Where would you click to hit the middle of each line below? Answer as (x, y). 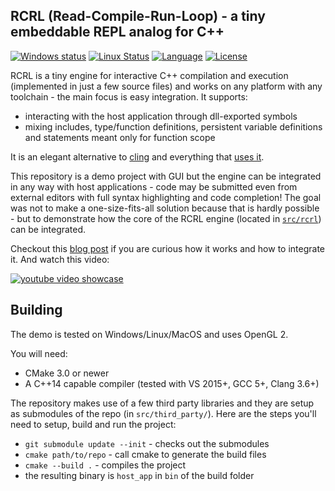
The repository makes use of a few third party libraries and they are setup (162, 403)
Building (36, 310)
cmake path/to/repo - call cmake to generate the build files (145, 454)
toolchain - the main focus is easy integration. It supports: (129, 96)
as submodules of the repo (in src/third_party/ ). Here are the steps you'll (163, 413)
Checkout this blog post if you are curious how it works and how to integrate (168, 248)
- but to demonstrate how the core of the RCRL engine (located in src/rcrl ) (166, 218)
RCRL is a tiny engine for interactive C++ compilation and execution (149, 75)
